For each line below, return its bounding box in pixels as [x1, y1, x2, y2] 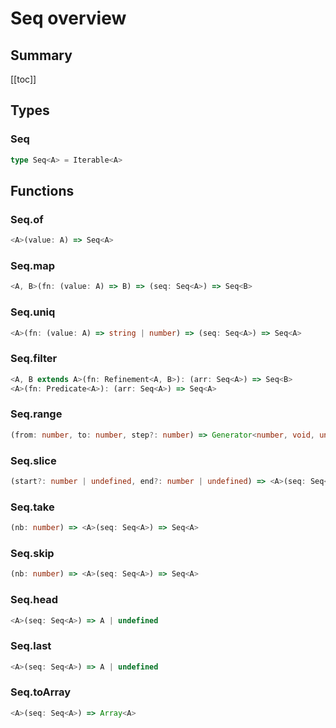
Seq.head [10, 593, 59, 607]
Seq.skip [10, 546, 55, 560]
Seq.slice [10, 453, 57, 467]
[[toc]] [10, 73, 37, 85]
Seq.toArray [10, 685, 72, 699]
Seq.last [10, 639, 52, 653]
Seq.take [10, 500, 55, 514]
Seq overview [10, 7, 127, 30]
